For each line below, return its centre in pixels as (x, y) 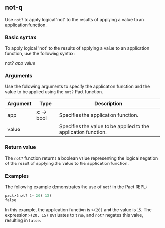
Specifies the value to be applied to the (104, 126)
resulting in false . (23, 220)
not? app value (20, 63)
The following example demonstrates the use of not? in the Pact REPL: (76, 187)
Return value (21, 147)
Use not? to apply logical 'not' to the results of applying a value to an (75, 19)
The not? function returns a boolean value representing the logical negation (82, 158)
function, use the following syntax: (40, 54)
